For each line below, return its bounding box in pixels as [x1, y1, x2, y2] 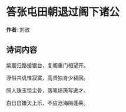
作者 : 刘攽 [6, 26, 30, 33]
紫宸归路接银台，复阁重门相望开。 [6, 61, 89, 68]
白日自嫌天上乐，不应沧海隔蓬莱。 [6, 99, 89, 106]
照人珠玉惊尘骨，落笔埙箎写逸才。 [6, 87, 89, 94]
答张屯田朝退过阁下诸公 [6, 5, 120, 19]
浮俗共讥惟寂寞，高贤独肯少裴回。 [6, 74, 89, 81]
